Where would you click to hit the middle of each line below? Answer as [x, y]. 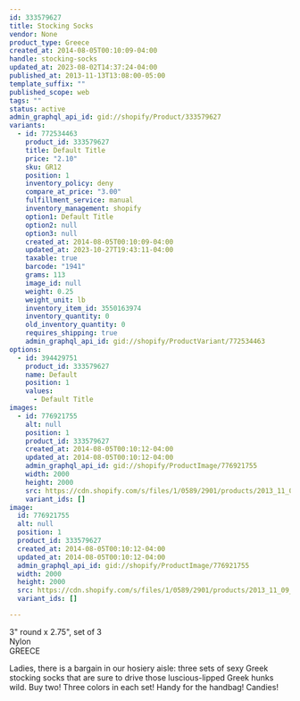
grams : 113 [46, 275]
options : [25, 349]
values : [39, 391]
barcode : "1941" [56, 267]
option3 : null [51, 233]
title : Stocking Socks [51, 26]
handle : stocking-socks [54, 59]
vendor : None [33, 34]
